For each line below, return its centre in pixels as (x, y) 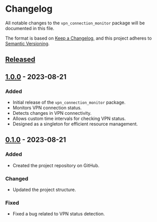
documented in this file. (30, 28)
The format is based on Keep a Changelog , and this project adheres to (78, 38)
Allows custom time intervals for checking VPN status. (69, 119)
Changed (17, 178)
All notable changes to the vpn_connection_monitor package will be (75, 23)
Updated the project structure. (44, 189)
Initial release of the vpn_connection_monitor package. (69, 103)
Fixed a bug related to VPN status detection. (59, 214)
